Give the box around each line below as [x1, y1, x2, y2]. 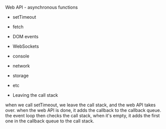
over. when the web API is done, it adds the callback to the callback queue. [5, 107, 161, 113]
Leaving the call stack [12, 92, 58, 98]
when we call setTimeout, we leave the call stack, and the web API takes [5, 102, 156, 108]
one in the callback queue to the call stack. [5, 118, 94, 124]
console [12, 53, 29, 59]
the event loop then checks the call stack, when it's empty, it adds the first [5, 113, 160, 118]
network [12, 63, 30, 69]
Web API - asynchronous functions [5, 5, 78, 10]
